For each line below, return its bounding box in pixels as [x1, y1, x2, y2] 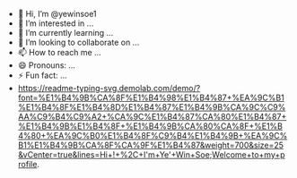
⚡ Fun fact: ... [17, 70, 67, 81]
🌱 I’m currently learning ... [17, 28, 114, 38]
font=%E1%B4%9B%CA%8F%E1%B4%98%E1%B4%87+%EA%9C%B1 [17, 92, 284, 103]
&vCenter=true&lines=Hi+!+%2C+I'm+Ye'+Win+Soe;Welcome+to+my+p [17, 149, 285, 160]
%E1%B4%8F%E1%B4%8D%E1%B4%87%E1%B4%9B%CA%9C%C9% [17, 102, 286, 112]
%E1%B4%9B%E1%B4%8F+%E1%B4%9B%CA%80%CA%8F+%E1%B [17, 121, 283, 131]
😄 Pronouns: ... [17, 60, 76, 71]
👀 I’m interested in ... [17, 18, 94, 29]
